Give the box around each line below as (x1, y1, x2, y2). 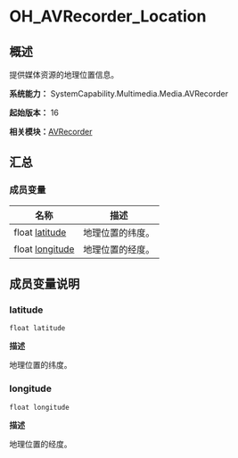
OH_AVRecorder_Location (9, 6, 207, 27)
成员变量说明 (9, 277, 80, 292)
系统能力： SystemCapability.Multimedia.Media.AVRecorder (9, 88, 229, 99)
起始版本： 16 (9, 107, 60, 118)
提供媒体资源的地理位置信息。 (9, 70, 119, 79)
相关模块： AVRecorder (9, 127, 93, 137)
